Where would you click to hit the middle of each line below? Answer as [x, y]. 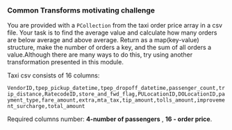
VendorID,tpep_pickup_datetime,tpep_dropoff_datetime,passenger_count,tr [116, 89]
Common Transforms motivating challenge [81, 10]
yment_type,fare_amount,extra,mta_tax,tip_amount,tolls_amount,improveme [116, 100]
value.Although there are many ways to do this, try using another [100, 55]
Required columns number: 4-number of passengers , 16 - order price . [110, 119]
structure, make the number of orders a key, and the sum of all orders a [109, 48]
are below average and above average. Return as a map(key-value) [103, 40]
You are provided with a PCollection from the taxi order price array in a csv [115, 26]
